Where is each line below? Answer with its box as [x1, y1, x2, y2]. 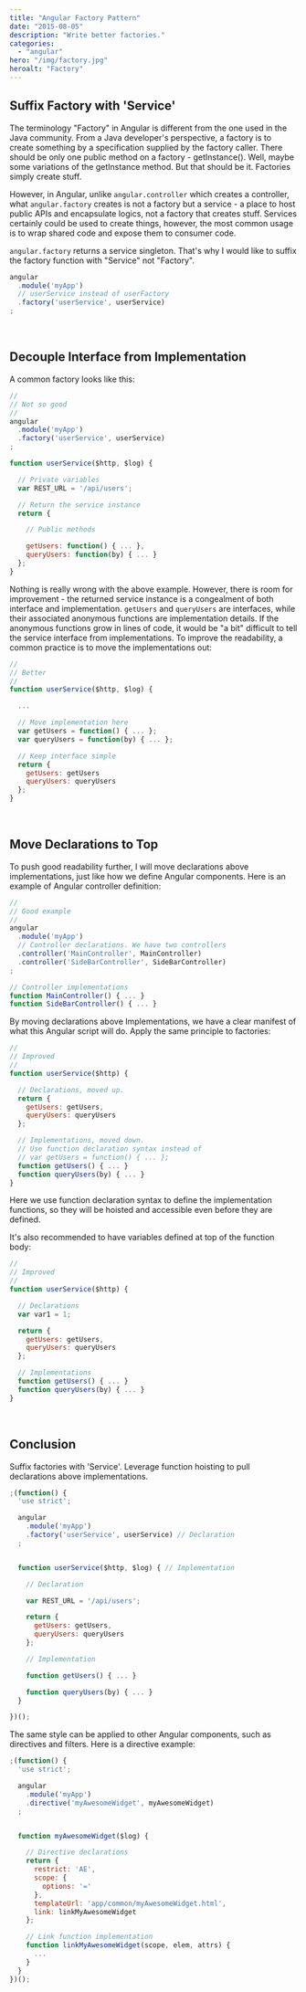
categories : [9, 38, 55, 48]
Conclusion [9, 1437, 77, 1452]
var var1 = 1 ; [17, 1310, 71, 1319]
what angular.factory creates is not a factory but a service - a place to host [9, 198, 296, 209]
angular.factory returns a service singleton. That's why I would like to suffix [9, 245, 297, 256]
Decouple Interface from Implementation [9, 349, 247, 365]
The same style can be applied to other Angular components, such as [9, 1729, 271, 1740]
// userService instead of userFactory [17, 290, 170, 299]
